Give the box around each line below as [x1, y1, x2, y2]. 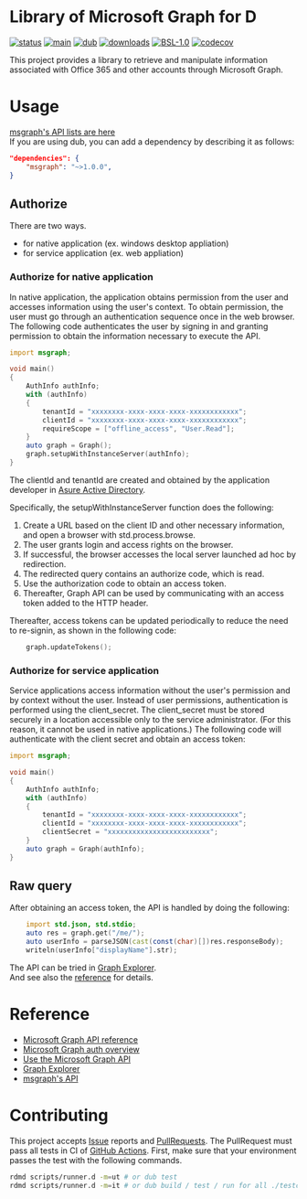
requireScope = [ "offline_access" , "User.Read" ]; [42, 423, 235, 434]
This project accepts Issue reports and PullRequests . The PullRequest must [9, 1135, 292, 1146]
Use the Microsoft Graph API [22, 1054, 131, 1065]
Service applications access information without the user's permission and [9, 685, 291, 696]
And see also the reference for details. [9, 971, 153, 982]
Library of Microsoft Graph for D [9, 6, 258, 27]
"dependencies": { [9, 154, 79, 163]
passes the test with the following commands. [9, 1154, 183, 1165]
